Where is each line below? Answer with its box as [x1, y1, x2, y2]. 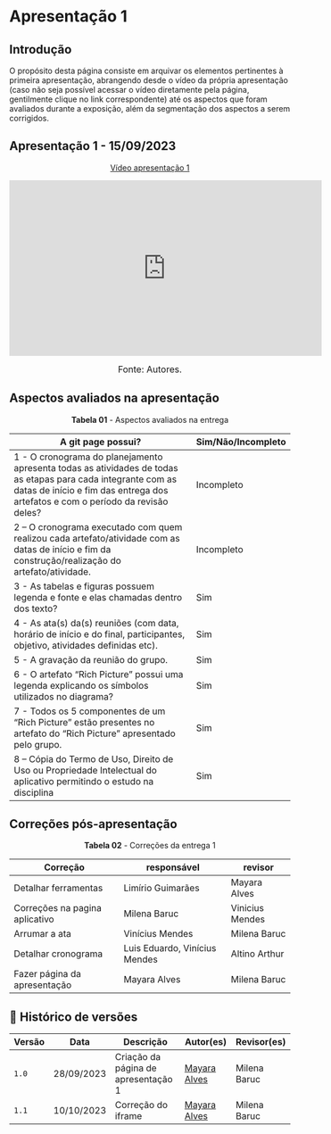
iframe [114, 1110, 143, 1122]
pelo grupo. [13, 738, 62, 750]
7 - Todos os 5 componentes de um [13, 705, 166, 717]
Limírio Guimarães [123, 882, 200, 894]
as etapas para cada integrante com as [13, 473, 177, 485]
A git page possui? [59, 435, 142, 448]
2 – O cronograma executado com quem [13, 520, 183, 533]
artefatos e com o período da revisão [13, 495, 169, 508]
